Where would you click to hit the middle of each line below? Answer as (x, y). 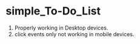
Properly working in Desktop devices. (61, 28)
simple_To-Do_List (53, 11)
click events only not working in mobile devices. (74, 34)
